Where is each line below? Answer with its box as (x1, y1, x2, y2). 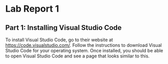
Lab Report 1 (5, 3, 59, 15)
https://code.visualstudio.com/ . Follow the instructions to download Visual (5, 42, 162, 48)
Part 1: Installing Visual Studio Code (5, 23, 122, 32)
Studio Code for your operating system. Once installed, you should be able (5, 48, 163, 53)
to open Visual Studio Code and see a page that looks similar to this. (5, 53, 150, 59)
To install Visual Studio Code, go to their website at (5, 37, 113, 43)
